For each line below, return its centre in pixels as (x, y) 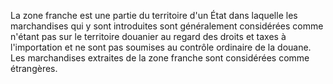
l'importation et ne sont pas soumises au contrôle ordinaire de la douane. (161, 47)
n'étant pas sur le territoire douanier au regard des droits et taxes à (148, 36)
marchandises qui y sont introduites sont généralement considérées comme (167, 26)
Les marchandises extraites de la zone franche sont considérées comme (160, 58)
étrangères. (34, 68)
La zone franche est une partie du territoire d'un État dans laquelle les (154, 15)
